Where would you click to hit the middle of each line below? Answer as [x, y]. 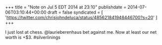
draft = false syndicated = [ [75, 12]
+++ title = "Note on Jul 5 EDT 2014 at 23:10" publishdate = [66, 7]
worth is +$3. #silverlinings [33, 37]
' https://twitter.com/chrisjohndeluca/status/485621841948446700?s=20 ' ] [81, 17]
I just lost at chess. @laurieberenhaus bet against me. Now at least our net [81, 32]
